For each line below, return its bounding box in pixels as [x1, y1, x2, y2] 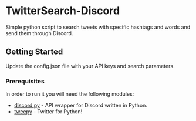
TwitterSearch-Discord [5, 4, 120, 18]
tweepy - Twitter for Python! [13, 108, 83, 115]
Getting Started [5, 47, 63, 57]
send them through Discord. [5, 29, 73, 36]
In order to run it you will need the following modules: [5, 90, 134, 98]
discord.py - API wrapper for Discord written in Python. [13, 102, 148, 109]
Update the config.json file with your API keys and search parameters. [5, 62, 175, 69]
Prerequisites [5, 77, 45, 85]
